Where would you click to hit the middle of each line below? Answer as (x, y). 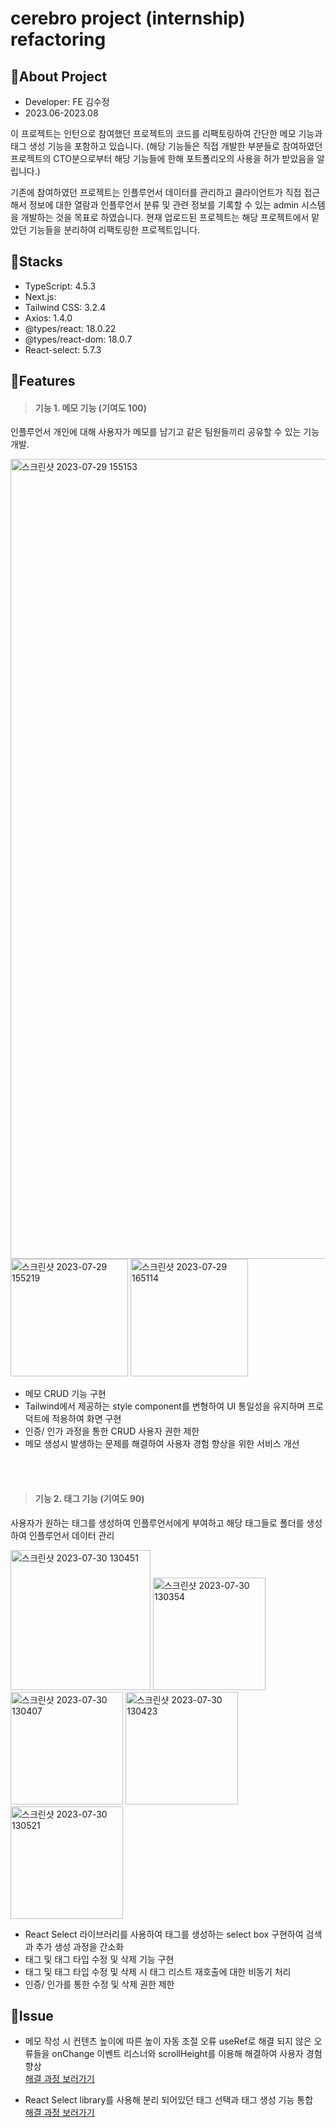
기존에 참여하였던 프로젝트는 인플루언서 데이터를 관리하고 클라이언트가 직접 (156, 192)
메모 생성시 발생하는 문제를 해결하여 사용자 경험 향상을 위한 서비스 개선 (162, 1444)
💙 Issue (32, 2016)
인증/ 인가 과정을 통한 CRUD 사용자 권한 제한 (112, 1431)
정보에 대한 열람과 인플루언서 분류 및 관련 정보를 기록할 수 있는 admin (164, 205)
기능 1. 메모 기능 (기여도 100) (91, 408)
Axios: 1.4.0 (48, 318)
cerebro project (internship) (128, 18)
